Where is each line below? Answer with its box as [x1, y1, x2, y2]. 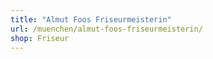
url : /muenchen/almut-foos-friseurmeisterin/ [10, 24, 203, 34]
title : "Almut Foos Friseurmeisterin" [10, 14, 172, 25]
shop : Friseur [10, 33, 70, 43]
